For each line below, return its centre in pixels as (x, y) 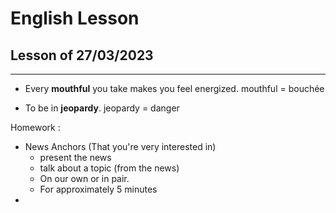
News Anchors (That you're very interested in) (120, 146)
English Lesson (75, 18)
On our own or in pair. (84, 178)
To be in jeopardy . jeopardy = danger (102, 108)
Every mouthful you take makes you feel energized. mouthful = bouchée (174, 88)
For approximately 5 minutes (98, 189)
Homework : (35, 127)
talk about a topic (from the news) (109, 168)
